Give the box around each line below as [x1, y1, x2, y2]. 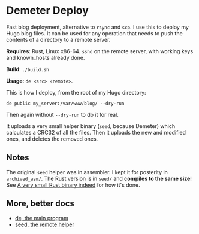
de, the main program [14, 214, 69, 221]
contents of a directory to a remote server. [6, 36, 111, 43]
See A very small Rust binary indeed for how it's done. [6, 181, 140, 189]
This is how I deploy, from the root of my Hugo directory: [6, 89, 146, 96]
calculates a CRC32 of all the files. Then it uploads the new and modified [6, 129, 186, 136]
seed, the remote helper [14, 221, 75, 228]
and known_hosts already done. [6, 54, 85, 61]
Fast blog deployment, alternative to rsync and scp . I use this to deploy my [6, 23, 189, 31]
